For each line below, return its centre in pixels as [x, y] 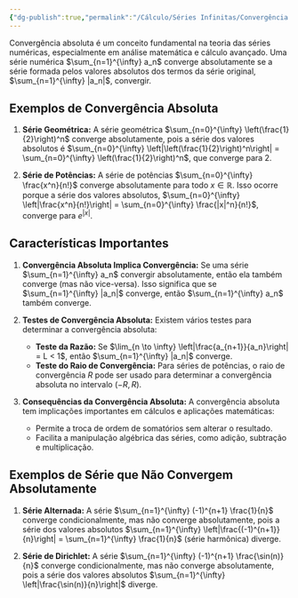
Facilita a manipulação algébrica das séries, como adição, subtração [161, 437]
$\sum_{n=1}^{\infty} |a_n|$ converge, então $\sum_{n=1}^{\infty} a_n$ [153, 293]
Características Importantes [89, 244]
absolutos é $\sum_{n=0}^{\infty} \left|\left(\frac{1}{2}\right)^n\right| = [151, 148]
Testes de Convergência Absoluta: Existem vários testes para [137, 320]
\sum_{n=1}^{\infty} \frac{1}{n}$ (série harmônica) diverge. [173, 538]
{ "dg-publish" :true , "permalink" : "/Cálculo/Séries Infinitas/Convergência [149, 17]
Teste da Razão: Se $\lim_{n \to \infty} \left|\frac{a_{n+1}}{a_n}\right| [162, 347]
